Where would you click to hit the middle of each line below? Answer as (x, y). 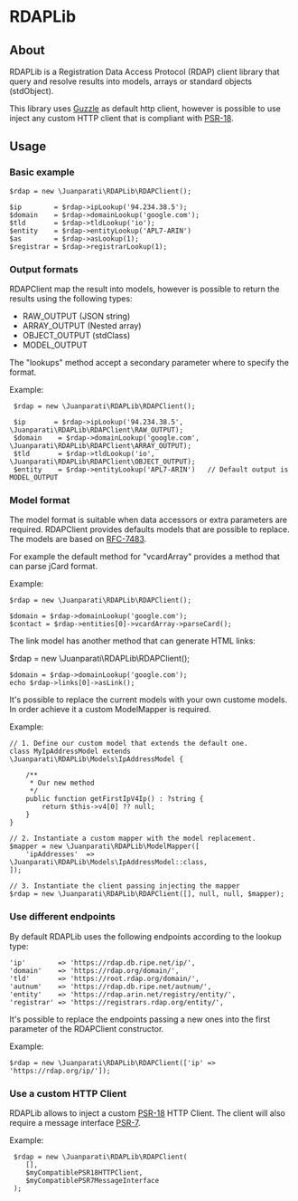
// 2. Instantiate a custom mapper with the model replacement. (133, 839)
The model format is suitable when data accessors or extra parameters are (148, 520)
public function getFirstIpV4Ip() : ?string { (115, 799)
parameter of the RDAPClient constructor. (87, 1028)
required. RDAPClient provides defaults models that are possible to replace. (150, 529)
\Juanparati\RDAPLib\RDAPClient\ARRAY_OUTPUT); (101, 445)
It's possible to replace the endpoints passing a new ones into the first (140, 1019)
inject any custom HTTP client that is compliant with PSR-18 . (121, 118)
